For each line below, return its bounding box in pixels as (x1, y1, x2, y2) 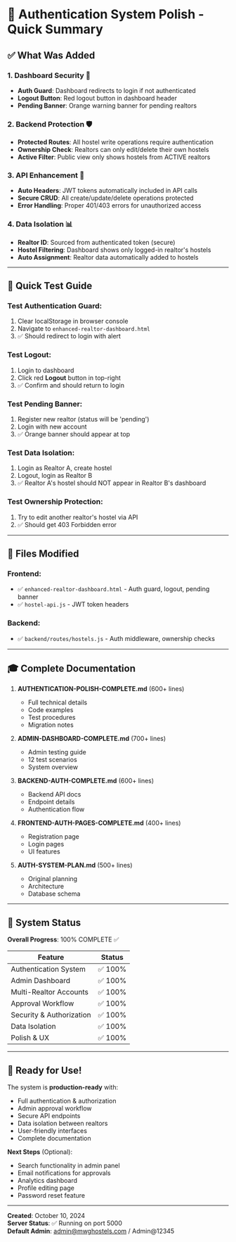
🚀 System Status (7, 916, 81, 928)
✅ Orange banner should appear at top (17, 430, 131, 438)
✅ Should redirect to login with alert (17, 332, 122, 341)
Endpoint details (27, 798, 75, 806)
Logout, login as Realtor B (17, 471, 93, 480)
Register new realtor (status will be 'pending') (17, 415, 150, 424)
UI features (27, 847, 61, 856)
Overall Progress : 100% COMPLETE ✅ (7, 935, 119, 944)
